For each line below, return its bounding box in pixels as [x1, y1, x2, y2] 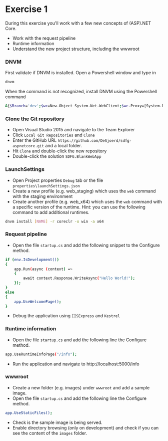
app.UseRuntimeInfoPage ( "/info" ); [5, 352, 77, 357]
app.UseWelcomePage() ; [14, 299, 61, 304]
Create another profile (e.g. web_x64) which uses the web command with [12, 198, 162, 204]
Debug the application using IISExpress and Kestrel [12, 313, 120, 319]
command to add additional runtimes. [12, 209, 89, 215]
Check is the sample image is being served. [12, 419, 102, 425]
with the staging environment [12, 193, 73, 199]
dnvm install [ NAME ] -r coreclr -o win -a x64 [5, 219, 104, 224]
